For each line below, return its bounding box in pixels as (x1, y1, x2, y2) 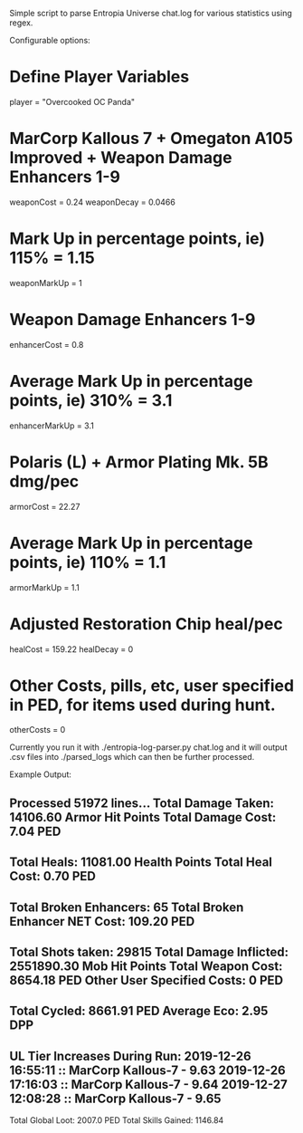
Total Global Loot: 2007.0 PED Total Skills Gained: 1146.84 (9, 1115, 224, 1126)
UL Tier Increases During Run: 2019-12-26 (9, 1048, 251, 1063)
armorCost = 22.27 (9, 501, 80, 512)
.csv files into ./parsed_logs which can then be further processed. (9, 752, 255, 763)
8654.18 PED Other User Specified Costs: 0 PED (9, 973, 283, 988)
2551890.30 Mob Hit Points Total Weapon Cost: (9, 959, 283, 974)
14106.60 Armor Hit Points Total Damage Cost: (9, 810, 277, 825)
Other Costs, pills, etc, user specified (9, 675, 295, 696)
